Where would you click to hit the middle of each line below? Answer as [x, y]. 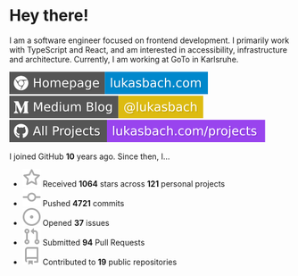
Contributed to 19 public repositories [110, 262]
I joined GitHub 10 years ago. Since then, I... [90, 156]
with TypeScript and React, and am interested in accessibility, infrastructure [149, 49]
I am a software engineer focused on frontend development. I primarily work [149, 40]
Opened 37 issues [76, 222]
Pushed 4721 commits [83, 203]
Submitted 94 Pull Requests [94, 242]
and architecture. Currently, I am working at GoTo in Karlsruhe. [124, 59]
